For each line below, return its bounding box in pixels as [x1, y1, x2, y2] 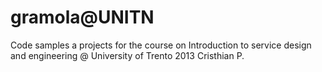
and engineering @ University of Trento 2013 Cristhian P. [10, 49, 245, 61]
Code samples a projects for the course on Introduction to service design [10, 39, 312, 51]
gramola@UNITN [10, 6, 155, 29]
